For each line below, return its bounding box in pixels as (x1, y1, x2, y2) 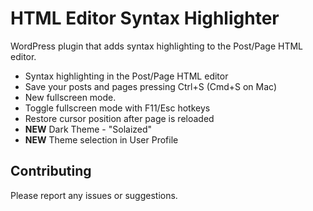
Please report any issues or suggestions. (10, 189, 178, 201)
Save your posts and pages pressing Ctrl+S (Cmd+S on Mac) (24, 80, 278, 92)
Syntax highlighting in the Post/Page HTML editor (24, 70, 229, 82)
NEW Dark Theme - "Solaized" (24, 123, 153, 135)
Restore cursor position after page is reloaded (24, 112, 215, 124)
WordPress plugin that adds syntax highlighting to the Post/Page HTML (10, 40, 304, 52)
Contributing (10, 163, 92, 180)
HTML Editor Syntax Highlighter (10, 7, 280, 30)
